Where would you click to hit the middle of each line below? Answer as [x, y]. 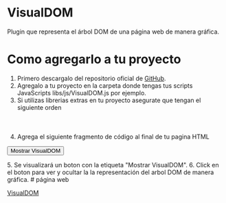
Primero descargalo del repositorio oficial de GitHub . [91, 78]
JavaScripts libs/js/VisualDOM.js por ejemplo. [81, 93]
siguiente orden [39, 107]
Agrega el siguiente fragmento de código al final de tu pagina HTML [113, 136]
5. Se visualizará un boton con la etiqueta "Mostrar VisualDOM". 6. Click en [113, 165]
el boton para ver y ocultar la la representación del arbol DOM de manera [111, 172]
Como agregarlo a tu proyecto [94, 59]
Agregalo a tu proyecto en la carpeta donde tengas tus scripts [105, 85]
